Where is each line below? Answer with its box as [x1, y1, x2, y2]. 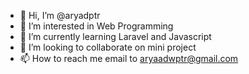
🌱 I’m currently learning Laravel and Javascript [19, 31, 212, 42]
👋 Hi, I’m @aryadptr [19, 10, 101, 21]
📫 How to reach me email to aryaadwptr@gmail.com [19, 53, 239, 64]
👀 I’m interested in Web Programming [19, 20, 174, 32]
